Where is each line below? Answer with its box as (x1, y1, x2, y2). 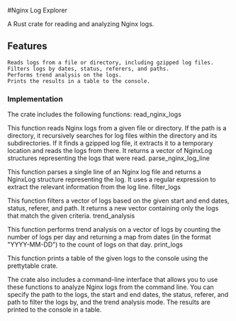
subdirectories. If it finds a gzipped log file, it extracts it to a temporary (7, 139, 213, 147)
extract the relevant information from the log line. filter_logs (7, 183, 181, 191)
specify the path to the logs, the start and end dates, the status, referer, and (7, 291, 229, 299)
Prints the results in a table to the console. (7, 77, 151, 84)
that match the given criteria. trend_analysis (7, 212, 135, 220)
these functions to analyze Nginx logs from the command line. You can (7, 283, 214, 291)
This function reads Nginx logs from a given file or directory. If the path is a (7, 124, 227, 133)
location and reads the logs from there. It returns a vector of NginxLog (7, 147, 213, 155)
